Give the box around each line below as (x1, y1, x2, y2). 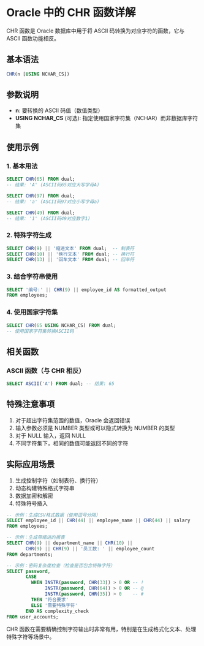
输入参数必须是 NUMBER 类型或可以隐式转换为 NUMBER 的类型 (15, 424, 175, 431)
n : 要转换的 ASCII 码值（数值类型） (15, 107, 104, 114)
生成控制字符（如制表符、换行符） (15, 476, 102, 484)
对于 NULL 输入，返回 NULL (15, 431, 86, 439)
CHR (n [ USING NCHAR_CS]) (6, 71, 70, 77)
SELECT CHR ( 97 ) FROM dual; (6, 192, 75, 199)
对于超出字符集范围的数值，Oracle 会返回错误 (15, 416, 130, 424)
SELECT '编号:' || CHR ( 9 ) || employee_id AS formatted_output (6, 286, 167, 293)
